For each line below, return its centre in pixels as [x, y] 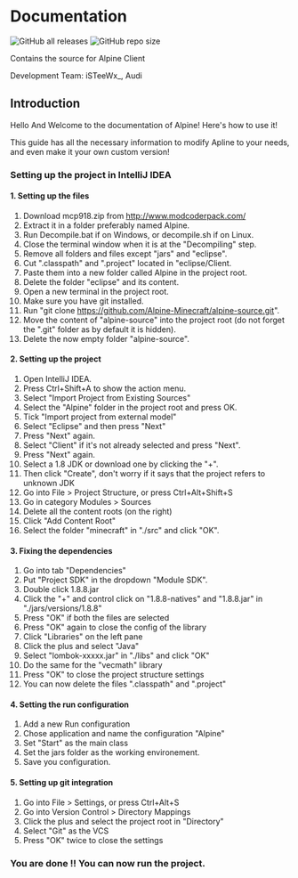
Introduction [45, 104]
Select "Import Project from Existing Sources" [107, 398]
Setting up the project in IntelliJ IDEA [91, 175]
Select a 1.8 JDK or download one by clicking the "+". [121, 464]
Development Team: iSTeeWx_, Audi [77, 75]
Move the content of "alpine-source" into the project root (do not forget [154, 320]
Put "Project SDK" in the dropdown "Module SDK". [115, 580]
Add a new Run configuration [77, 724]
